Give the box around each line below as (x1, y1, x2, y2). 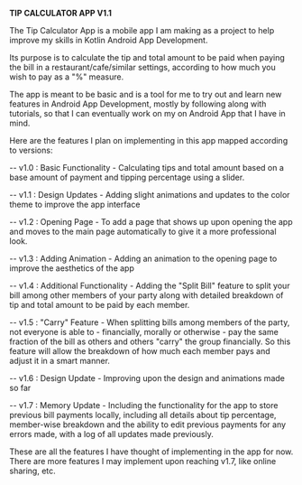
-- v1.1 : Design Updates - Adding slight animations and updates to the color (9, 190, 290, 200)
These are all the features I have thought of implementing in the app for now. (9, 446, 294, 457)
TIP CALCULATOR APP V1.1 (9, 8, 113, 18)
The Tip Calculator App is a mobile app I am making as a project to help (9, 25, 275, 35)
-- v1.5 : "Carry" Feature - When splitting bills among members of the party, (9, 317, 290, 328)
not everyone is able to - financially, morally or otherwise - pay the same (9, 327, 279, 337)
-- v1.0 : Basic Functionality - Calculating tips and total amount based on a (9, 163, 284, 173)
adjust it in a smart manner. (9, 356, 111, 366)
